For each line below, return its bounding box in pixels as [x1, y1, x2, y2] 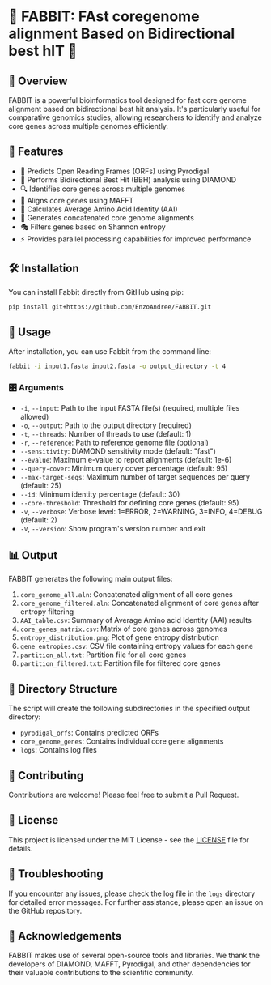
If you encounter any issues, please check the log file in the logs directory [8, 889, 256, 898]
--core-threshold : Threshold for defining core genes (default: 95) [19, 498, 239, 508]
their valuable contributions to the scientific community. [8, 968, 194, 978]
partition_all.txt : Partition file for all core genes [19, 650, 187, 659]
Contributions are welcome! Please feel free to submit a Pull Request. [8, 790, 239, 800]
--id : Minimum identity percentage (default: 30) [19, 489, 180, 499]
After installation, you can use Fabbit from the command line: [8, 347, 212, 356]
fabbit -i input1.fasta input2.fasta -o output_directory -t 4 [8, 362, 227, 371]
